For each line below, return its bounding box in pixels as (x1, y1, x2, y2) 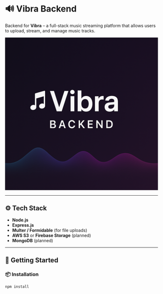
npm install (5, 284, 29, 289)
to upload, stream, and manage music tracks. (5, 28, 96, 33)
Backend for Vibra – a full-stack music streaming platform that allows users (5, 22, 156, 29)
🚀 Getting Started (5, 256, 59, 264)
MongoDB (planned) (12, 237, 53, 243)
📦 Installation (5, 271, 39, 278)
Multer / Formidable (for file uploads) (12, 227, 87, 233)
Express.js (12, 222, 34, 228)
